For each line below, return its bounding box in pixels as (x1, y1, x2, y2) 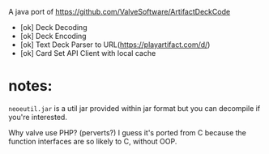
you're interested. (8, 112, 67, 122)
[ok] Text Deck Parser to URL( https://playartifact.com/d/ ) (19, 40, 211, 49)
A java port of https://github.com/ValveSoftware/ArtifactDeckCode (8, 7, 231, 16)
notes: (8, 77, 53, 96)
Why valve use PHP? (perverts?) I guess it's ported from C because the (8, 127, 247, 137)
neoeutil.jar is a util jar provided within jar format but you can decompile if (8, 103, 261, 113)
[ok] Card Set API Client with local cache (19, 49, 156, 58)
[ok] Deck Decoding (19, 23, 88, 32)
